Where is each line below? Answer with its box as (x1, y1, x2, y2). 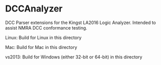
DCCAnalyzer (5, 3, 63, 14)
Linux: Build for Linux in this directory (5, 34, 82, 40)
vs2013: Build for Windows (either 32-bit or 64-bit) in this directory (5, 53, 143, 60)
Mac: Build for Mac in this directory (5, 44, 77, 50)
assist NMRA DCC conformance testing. (5, 24, 87, 30)
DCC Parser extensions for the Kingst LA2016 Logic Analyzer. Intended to (5, 19, 156, 25)
